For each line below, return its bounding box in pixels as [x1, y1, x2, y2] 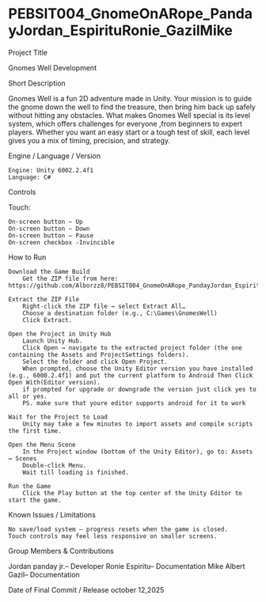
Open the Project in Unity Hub [8, 330, 112, 338]
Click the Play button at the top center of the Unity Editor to [22, 489, 243, 497]
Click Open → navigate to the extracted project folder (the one [22, 343, 243, 352]
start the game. [8, 496, 62, 504]
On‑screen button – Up [8, 218, 83, 225]
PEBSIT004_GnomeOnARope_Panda [8, 5, 253, 23]
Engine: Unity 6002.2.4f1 [8, 166, 93, 174]
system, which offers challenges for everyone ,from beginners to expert [8, 119, 243, 128]
